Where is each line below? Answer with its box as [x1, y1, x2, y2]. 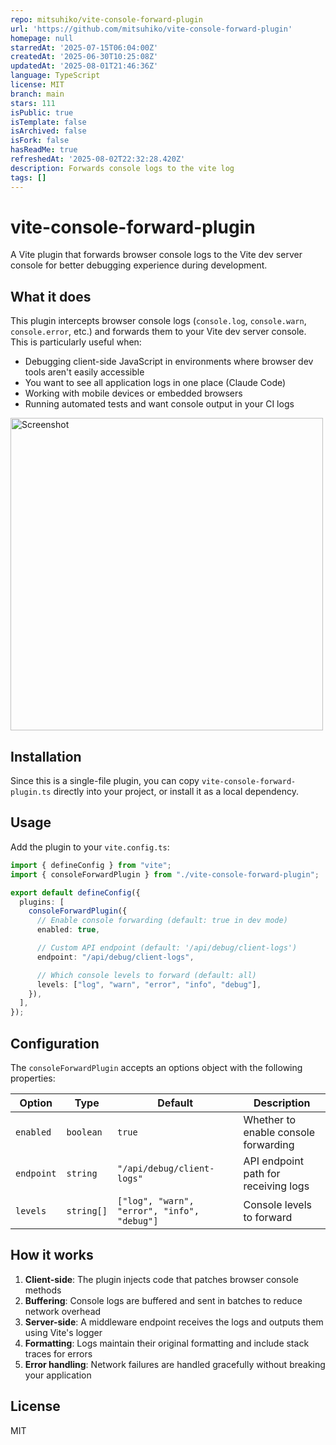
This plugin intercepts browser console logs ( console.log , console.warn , [10, 315, 307, 327]
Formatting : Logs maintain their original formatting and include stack [24, 1337, 310, 1349]
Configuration [10, 1035, 100, 1052]
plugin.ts [10, 787, 52, 798]
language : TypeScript [10, 71, 101, 81]
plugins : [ [19, 897, 65, 907]
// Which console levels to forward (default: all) [36, 970, 257, 980]
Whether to [243, 1112, 297, 1126]
